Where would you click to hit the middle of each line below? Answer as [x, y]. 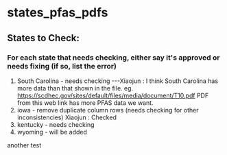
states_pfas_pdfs [58, 13]
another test [24, 145]
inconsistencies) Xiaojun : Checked [67, 117]
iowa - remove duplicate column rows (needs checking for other [108, 110]
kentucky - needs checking [56, 124]
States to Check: [44, 38]
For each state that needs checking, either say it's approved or [113, 58]
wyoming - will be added [52, 132]
